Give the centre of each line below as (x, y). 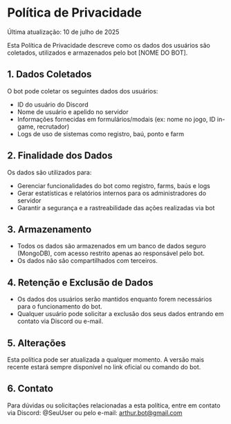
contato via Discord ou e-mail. (60, 321)
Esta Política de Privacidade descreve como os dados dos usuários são (109, 45)
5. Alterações (37, 343)
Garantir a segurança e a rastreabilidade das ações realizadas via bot (116, 208)
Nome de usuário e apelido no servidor (73, 111)
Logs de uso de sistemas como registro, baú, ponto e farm (101, 133)
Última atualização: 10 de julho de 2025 (63, 32)
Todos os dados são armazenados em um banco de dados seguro (111, 246)
